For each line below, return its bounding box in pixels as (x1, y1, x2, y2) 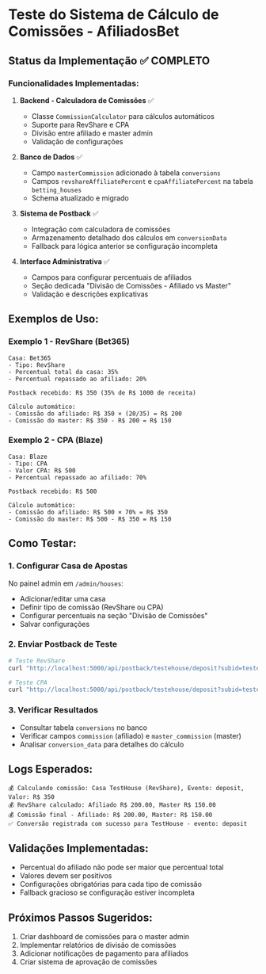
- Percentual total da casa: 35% (8, 368, 119, 376)
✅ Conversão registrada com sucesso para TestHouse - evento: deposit (8, 820, 248, 828)
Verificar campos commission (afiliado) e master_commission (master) (19, 731, 241, 740)
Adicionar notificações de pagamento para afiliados (19, 949, 188, 958)
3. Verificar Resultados (8, 705, 99, 716)
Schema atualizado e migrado (31, 193, 129, 203)
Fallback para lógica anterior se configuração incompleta (31, 241, 218, 250)
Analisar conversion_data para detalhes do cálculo (19, 739, 184, 749)
